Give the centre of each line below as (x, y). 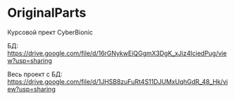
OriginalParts (47, 13)
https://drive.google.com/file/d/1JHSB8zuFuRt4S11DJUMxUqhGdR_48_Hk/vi (118, 81)
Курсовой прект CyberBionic (50, 32)
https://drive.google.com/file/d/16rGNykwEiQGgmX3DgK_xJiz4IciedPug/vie (117, 53)
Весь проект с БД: (35, 74)
